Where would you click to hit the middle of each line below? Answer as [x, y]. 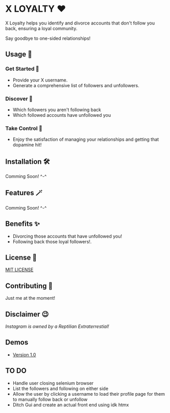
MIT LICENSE [19, 270]
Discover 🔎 [19, 98]
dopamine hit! [27, 145]
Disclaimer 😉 [27, 314]
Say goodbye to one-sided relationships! [48, 38]
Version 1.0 [24, 354]
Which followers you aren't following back [57, 110]
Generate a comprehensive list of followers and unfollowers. [76, 85]
